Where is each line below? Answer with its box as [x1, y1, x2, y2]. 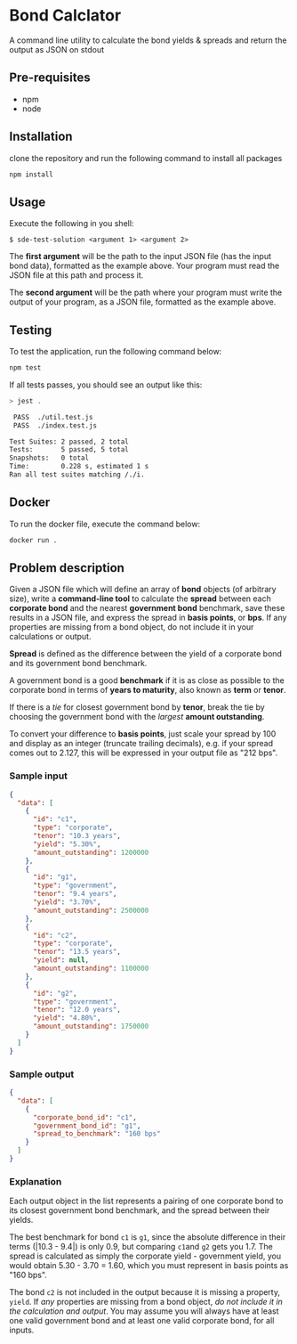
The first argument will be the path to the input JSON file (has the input [9, 251, 272, 262]
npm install [9, 170, 53, 179]
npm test [9, 363, 42, 372]
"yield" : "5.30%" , [32, 839, 101, 849]
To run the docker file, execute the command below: [9, 518, 201, 529]
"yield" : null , [32, 956, 90, 965]
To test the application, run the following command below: [9, 346, 222, 357]
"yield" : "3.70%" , [32, 898, 101, 907]
